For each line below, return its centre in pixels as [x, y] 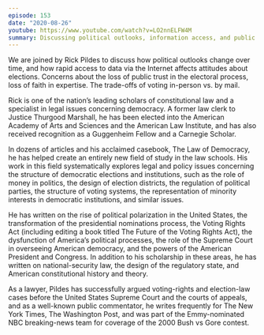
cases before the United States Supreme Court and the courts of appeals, [128, 298]
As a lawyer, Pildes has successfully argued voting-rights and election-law [129, 289]
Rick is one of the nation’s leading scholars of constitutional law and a [121, 100]
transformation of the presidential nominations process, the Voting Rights [127, 224]
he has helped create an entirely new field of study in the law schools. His [128, 158]
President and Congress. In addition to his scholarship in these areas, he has [132, 257]
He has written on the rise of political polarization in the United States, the [128, 215]
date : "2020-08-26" [40, 23]
